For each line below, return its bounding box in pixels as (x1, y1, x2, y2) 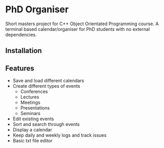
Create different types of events (12, 83, 80, 89)
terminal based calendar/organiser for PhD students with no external (5, 26, 150, 32)
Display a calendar (12, 127, 52, 133)
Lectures (20, 94, 39, 100)
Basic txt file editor (12, 138, 53, 144)
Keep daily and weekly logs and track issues (12, 132, 107, 138)
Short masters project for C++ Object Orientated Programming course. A (5, 21, 159, 27)
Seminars (20, 110, 41, 117)
